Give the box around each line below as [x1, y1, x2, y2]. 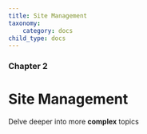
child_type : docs [8, 34, 66, 43]
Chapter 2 [8, 61, 48, 72]
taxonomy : [8, 19, 42, 27]
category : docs [22, 26, 73, 35]
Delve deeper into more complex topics [8, 117, 140, 127]
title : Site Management [8, 11, 88, 20]
